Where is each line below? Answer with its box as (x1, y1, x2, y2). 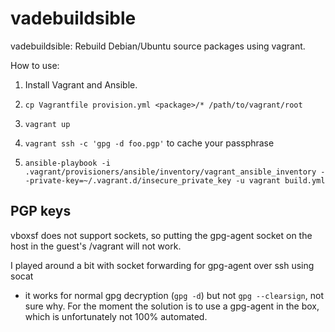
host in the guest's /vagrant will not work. (10, 240, 182, 252)
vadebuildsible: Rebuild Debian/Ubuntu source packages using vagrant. (10, 40, 306, 52)
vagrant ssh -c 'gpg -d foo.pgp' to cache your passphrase (24, 137, 275, 149)
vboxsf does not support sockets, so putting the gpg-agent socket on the (10, 229, 313, 241)
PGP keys (10, 203, 72, 220)
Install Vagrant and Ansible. (24, 78, 138, 91)
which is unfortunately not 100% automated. (24, 310, 208, 322)
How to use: (10, 59, 60, 71)
